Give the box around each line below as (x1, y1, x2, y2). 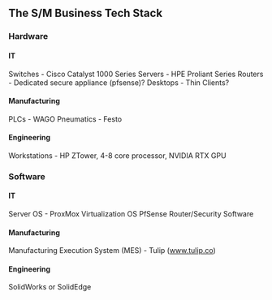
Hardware (8, 31, 49, 42)
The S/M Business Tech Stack (8, 6, 163, 20)
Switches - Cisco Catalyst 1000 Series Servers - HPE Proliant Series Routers (8, 69, 264, 79)
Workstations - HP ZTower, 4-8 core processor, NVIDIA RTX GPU (8, 150, 227, 161)
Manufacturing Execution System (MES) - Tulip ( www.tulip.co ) (8, 246, 217, 255)
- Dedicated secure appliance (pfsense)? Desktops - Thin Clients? (8, 77, 230, 88)
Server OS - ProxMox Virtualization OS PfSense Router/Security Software (8, 209, 254, 219)
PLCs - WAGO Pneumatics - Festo (8, 114, 123, 124)
